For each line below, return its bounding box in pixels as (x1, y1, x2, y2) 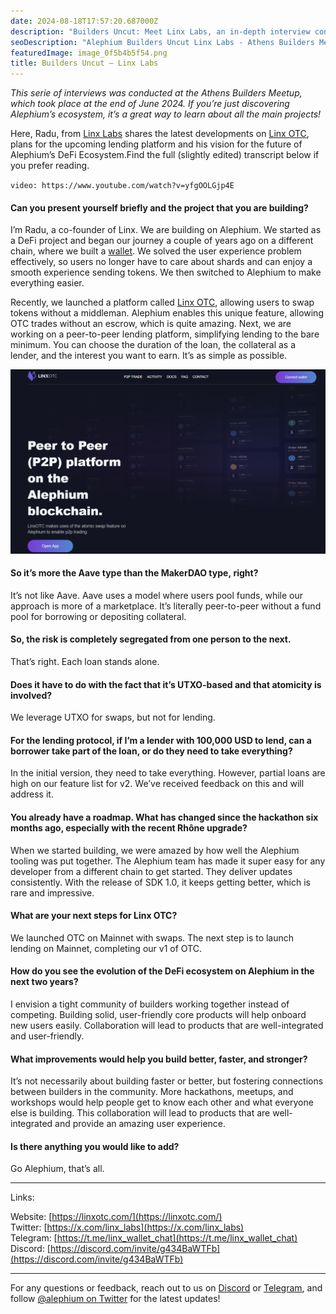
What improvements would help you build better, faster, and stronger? (10, 1053, 308, 1065)
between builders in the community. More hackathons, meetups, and (10, 1086, 294, 1098)
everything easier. (10, 277, 85, 289)
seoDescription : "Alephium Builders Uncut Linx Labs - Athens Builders (10, 37, 315, 47)
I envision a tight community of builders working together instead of (10, 998, 290, 1010)
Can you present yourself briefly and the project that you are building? (10, 201, 309, 214)
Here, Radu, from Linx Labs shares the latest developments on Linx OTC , (10, 128, 310, 140)
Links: (10, 1191, 35, 1204)
